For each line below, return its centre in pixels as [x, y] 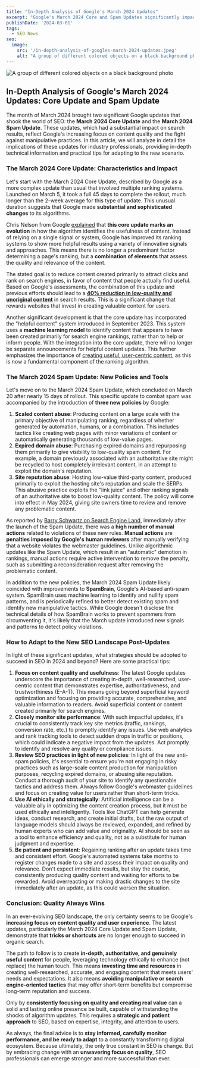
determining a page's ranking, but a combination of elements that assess [97, 256]
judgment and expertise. [45, 844]
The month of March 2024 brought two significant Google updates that [93, 115]
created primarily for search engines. [60, 711]
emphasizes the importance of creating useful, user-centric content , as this [99, 355]
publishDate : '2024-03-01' [40, 23]
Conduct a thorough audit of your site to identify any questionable [96, 781]
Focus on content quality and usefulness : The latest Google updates [100, 673]
